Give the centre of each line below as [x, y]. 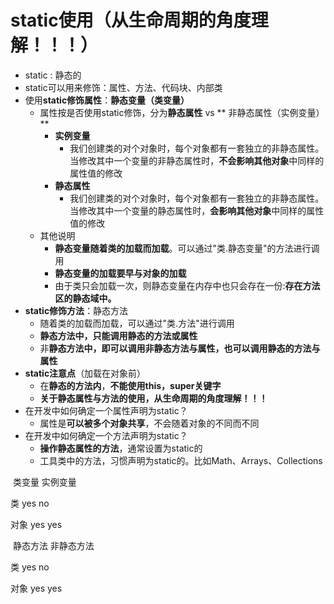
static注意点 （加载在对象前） [85, 373]
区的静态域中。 [85, 298]
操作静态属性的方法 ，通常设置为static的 [121, 448]
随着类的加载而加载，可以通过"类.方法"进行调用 [137, 323]
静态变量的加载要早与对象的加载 [120, 273]
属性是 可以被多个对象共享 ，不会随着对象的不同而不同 [149, 423]
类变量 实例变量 [44, 482]
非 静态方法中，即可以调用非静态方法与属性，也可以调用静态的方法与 [180, 348]
